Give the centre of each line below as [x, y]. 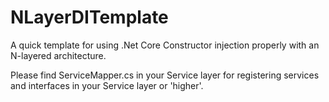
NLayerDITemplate [89, 17]
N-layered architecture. [58, 55]
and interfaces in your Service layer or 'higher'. [107, 85]
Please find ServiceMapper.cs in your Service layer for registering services [165, 75]
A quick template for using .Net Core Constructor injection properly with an [165, 45]
